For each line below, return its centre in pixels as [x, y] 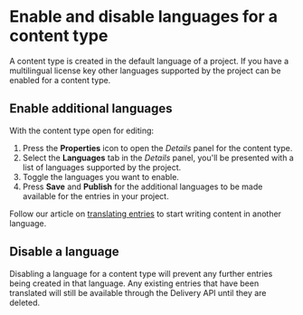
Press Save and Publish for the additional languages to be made [142, 186]
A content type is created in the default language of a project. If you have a [149, 61]
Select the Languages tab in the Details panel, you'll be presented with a [158, 157]
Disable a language [64, 252]
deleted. [25, 302]
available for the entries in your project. [95, 196]
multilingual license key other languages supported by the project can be [145, 71]
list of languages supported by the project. [102, 167]
